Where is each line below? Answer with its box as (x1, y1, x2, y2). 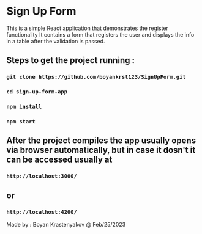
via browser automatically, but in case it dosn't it (6, 145, 196, 155)
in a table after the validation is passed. (6, 37, 105, 45)
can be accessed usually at (6, 155, 113, 165)
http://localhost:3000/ (6, 173, 78, 180)
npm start (6, 118, 36, 125)
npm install (6, 103, 42, 111)
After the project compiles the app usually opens (6, 136, 196, 146)
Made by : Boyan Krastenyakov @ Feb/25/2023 (6, 221, 126, 229)
